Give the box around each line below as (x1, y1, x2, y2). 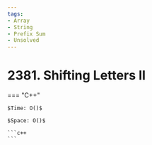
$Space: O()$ (7, 117, 46, 124)
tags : (7, 10, 23, 18)
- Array (7, 17, 30, 24)
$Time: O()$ (7, 104, 42, 112)
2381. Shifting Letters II (7, 68, 146, 84)
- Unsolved (7, 37, 40, 44)
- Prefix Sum (7, 30, 46, 38)
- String (7, 23, 33, 31)
